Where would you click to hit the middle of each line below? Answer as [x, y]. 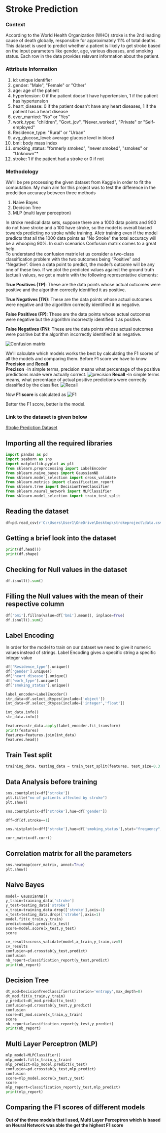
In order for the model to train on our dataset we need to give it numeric [78, 647]
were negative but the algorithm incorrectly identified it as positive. [74, 319]
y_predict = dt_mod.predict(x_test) [41, 1001]
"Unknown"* [26, 153]
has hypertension [30, 101]
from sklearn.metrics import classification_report [60, 482]
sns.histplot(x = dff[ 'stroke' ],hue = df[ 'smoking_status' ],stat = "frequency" [83, 829]
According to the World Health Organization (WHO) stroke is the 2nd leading [83, 35]
